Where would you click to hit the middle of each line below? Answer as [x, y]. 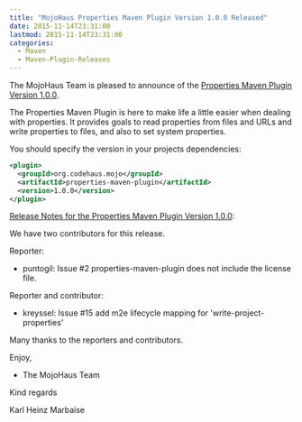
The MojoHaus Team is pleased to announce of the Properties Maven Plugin [151, 85]
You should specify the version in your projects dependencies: [125, 149]
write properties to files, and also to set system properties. [118, 131]
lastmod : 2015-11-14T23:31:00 [66, 34]
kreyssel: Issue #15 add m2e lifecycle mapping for [115, 313]
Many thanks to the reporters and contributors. [96, 340]
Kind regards [33, 392]
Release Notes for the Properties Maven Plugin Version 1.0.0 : [122, 216]
